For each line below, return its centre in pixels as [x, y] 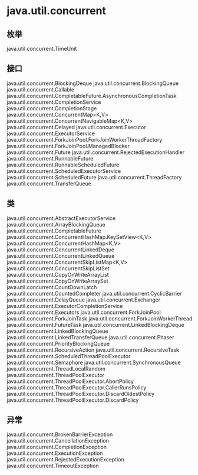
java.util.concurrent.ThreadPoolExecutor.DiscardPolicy [73, 400]
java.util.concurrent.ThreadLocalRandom [56, 368]
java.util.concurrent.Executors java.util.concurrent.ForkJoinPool [84, 312]
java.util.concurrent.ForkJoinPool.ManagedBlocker [68, 146]
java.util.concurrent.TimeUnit [42, 49]
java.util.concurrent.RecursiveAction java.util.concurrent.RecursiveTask [93, 350]
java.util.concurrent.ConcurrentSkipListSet [58, 268]
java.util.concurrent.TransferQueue [49, 184]
